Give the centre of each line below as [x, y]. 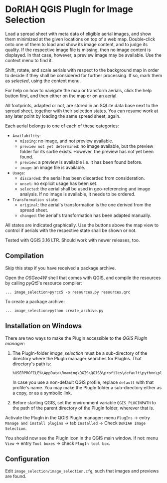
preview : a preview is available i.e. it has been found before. [81, 162]
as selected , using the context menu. [43, 81]
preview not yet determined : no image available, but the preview [86, 146]
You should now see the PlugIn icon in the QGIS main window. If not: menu [82, 438]
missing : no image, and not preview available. [67, 141]
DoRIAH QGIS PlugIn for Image [69, 9]
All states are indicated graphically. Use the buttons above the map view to [82, 225]
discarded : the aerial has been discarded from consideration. [82, 178]
